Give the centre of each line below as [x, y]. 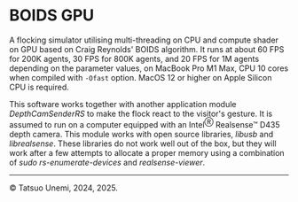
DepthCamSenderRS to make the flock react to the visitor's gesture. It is [141, 113]
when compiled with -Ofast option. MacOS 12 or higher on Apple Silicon [141, 77]
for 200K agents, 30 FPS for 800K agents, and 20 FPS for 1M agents [134, 58]
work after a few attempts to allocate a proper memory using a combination [147, 152]
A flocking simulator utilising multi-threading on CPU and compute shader [144, 40]
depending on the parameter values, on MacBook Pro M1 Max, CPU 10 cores [149, 68]
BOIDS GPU [52, 16]
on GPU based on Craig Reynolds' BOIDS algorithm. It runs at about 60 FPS [147, 49]
